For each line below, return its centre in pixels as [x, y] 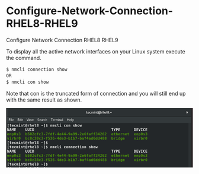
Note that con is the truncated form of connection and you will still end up [96, 93]
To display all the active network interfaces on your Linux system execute [96, 51]
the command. [24, 58]
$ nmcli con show [28, 82]
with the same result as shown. [44, 100]
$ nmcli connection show [37, 69]
